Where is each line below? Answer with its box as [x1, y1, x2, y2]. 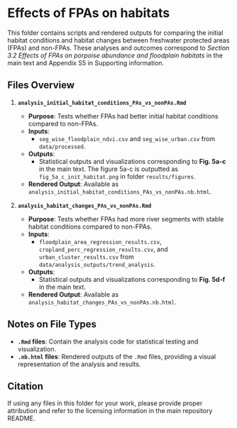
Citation [7, 380, 44, 392]
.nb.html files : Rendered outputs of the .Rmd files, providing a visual [17, 352, 216, 361]
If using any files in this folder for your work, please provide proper [7, 399, 203, 407]
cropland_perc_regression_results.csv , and [38, 245, 168, 253]
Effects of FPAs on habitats [7, 5, 170, 21]
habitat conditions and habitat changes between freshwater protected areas [7, 35, 230, 44]
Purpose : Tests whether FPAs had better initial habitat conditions [28, 111, 219, 120]
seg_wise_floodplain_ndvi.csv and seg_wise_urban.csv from [38, 134, 216, 143]
